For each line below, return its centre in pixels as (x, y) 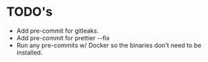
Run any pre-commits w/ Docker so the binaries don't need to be (109, 45)
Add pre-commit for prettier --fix (63, 37)
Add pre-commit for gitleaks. (58, 31)
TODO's (30, 12)
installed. (29, 52)
